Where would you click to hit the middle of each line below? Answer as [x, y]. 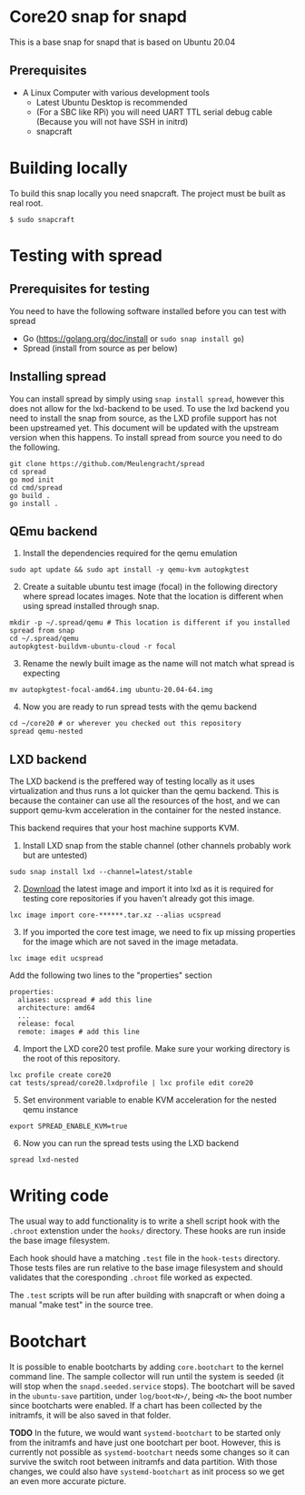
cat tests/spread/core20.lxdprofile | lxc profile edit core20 [132, 1083]
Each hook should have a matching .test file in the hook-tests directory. [145, 1258]
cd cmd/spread [36, 488]
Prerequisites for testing [79, 289]
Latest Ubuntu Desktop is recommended [112, 102]
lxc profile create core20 [60, 1075]
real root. [26, 203]
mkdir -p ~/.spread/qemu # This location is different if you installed [150, 623]
